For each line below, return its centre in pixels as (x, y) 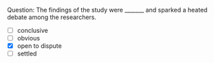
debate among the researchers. (52, 17)
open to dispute (39, 46)
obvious (28, 38)
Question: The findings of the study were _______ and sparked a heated (107, 10)
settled (27, 53)
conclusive (32, 30)
